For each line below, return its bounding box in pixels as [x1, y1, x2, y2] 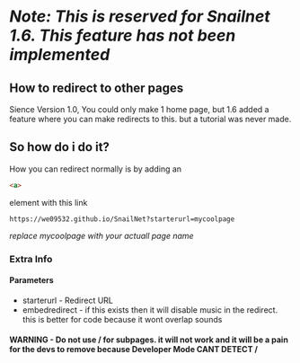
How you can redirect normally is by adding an [9, 164, 182, 174]
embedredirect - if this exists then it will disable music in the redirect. [22, 304, 278, 315]
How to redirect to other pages [9, 80, 184, 95]
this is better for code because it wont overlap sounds [22, 314, 223, 324]
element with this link [9, 197, 88, 208]
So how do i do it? [9, 139, 110, 155]
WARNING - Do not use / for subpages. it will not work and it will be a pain [9, 334, 289, 345]
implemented [9, 45, 110, 65]
